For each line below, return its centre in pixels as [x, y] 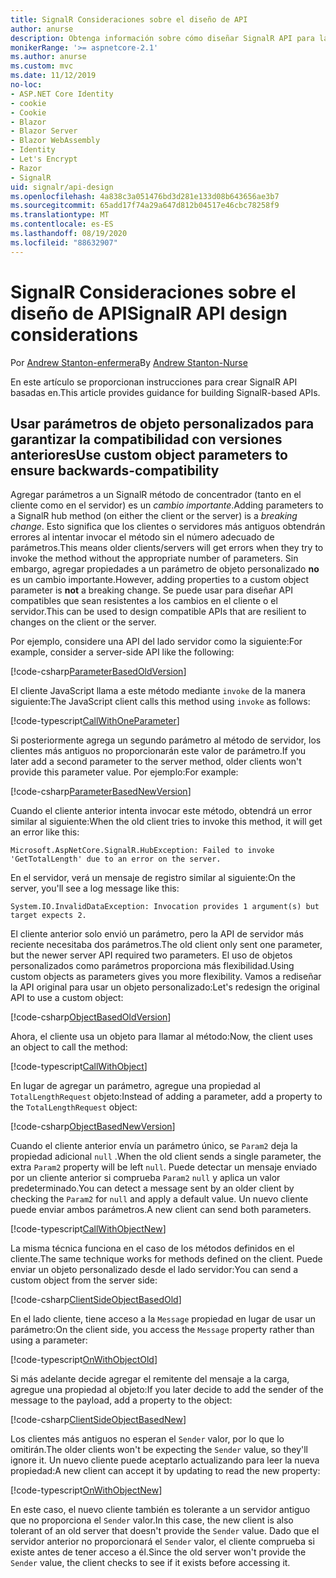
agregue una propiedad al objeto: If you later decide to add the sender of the [167, 1390]
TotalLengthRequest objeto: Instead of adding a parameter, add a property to [166, 1097]
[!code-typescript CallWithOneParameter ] [95, 721]
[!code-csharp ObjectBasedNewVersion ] [93, 1127]
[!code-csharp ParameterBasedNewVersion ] [101, 792]
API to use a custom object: [67, 998]
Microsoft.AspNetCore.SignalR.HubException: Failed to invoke [142, 851]
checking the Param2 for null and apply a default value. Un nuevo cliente [159, 1199]
